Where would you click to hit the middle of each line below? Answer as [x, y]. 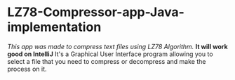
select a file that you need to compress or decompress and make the [107, 61]
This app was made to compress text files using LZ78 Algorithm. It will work [117, 46]
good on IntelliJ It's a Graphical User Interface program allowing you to [110, 54]
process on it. [27, 69]
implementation [54, 27]
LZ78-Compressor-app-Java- [96, 12]
